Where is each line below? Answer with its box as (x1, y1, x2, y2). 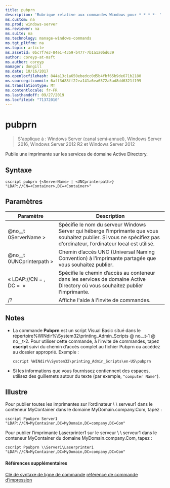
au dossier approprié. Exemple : (12, 349, 79, 355)
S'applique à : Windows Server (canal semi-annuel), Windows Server (17, 136, 162, 142)
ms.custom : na (5, 17, 35, 22)
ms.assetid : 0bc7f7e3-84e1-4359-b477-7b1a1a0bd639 (5, 50, 114, 55)
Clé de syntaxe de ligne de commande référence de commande (5, 471, 138, 477)
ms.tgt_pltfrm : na (5, 41, 44, 46)
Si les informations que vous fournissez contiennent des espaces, (12, 368, 150, 374)
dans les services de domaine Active (58, 275, 146, 282)
